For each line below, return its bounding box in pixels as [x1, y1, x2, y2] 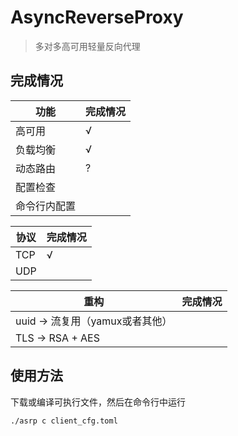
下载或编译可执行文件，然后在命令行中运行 [10, 396, 186, 408]
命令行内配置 [15, 199, 77, 213]
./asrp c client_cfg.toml [10, 416, 118, 426]
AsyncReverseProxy [10, 6, 184, 29]
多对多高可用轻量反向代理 [34, 40, 141, 52]
